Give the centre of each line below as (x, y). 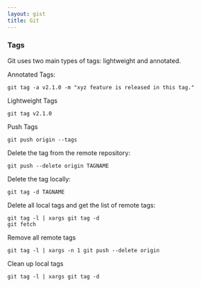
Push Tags (23, 126)
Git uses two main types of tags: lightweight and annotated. (94, 60)
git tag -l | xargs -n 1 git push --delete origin (84, 250)
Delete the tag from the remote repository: (69, 152)
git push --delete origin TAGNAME (58, 166)
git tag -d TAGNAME (36, 192)
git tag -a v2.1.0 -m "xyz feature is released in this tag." (101, 87)
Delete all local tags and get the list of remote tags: (81, 205)
